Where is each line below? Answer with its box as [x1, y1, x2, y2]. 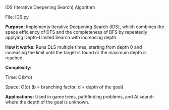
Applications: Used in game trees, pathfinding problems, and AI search [5, 94, 154, 99]
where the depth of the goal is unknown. [5, 99, 89, 105]
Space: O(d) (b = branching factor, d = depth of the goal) [5, 84, 124, 90]
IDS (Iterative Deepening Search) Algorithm [5, 5, 95, 10]
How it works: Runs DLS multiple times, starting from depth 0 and [5, 44, 142, 50]
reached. [5, 55, 24, 61]
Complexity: [5, 65, 32, 70]
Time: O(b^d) [5, 74, 33, 80]
